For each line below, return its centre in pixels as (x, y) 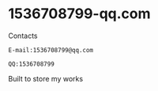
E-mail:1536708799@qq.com (51, 50)
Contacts (23, 36)
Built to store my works (46, 78)
